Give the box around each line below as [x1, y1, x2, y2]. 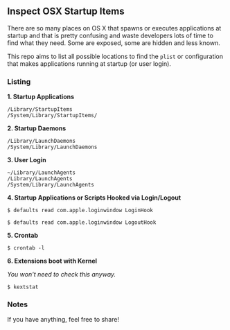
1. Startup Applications [7, 93, 75, 101]
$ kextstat [7, 284, 39, 290]
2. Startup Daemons [7, 124, 67, 132]
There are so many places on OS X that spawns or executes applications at [7, 24, 222, 32]
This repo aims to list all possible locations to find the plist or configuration [7, 52, 224, 60]
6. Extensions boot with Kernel [7, 257, 98, 266]
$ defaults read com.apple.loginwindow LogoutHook [7, 219, 157, 226]
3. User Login [7, 156, 46, 164]
